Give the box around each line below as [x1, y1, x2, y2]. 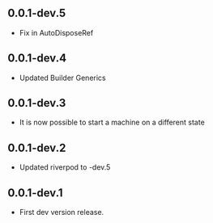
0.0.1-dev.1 [7, 186, 63, 200]
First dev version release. [19, 208, 104, 217]
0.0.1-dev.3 [7, 96, 66, 110]
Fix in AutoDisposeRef [19, 27, 94, 37]
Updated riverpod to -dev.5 [19, 162, 111, 172]
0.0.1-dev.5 [7, 6, 66, 20]
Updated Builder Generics [19, 73, 106, 82]
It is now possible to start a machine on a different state [19, 117, 206, 128]
